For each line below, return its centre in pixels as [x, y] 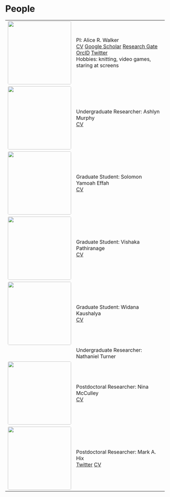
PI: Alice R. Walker [98, 40]
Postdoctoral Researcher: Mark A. [116, 452]
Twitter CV [89, 465]
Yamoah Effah [93, 183]
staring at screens [97, 65]
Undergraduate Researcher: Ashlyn [118, 111]
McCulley [87, 393]
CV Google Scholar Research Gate [117, 46]
